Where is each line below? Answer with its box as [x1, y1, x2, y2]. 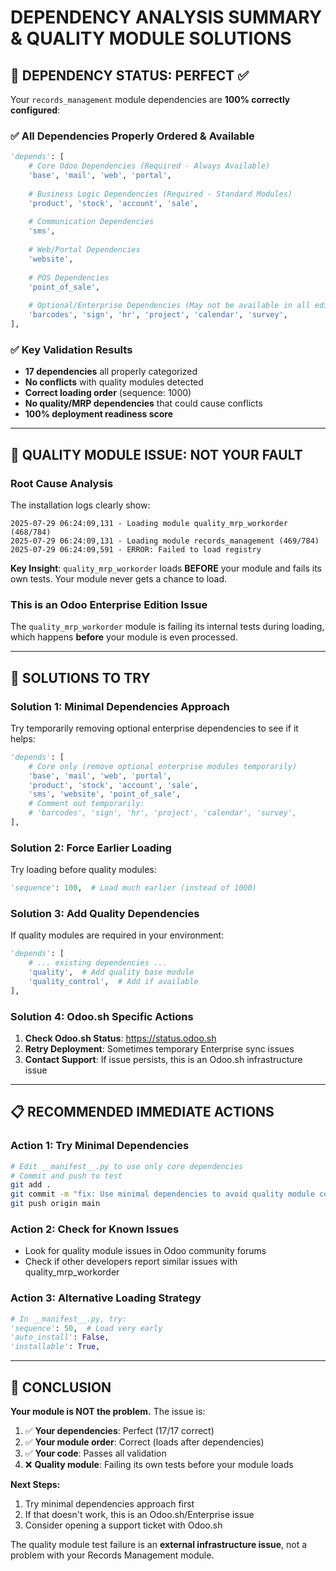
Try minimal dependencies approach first [24, 1498, 195, 1510]
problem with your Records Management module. [10, 1549, 215, 1561]
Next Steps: [10, 1479, 61, 1490]
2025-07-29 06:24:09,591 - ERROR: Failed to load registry [10, 544, 262, 555]
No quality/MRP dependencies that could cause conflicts [24, 397, 263, 410]
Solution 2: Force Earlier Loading [10, 841, 172, 855]
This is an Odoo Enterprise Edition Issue [10, 597, 208, 611]
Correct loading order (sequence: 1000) [24, 387, 192, 399]
